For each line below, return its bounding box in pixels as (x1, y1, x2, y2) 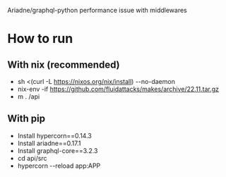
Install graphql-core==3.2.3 (17, 146, 98, 154)
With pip (7, 113, 46, 125)
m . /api (17, 92, 40, 101)
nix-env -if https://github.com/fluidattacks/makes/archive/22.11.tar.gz (17, 85, 220, 93)
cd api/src (17, 154, 47, 162)
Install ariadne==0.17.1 (17, 139, 81, 147)
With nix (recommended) (7, 59, 120, 71)
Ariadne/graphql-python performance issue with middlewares (7, 6, 187, 14)
